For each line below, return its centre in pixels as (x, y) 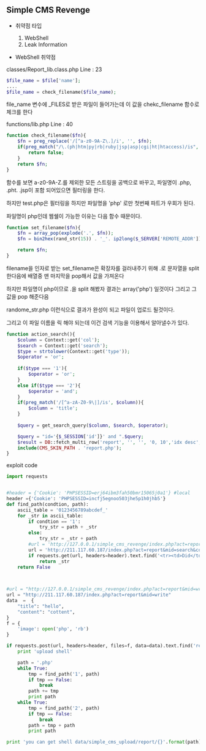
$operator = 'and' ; (53, 391)
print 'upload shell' (45, 652)
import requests (27, 477)
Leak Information (46, 44)
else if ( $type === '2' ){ (49, 386)
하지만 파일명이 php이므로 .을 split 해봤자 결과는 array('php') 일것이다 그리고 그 (102, 289)
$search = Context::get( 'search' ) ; (63, 346)
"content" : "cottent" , (46, 612)
